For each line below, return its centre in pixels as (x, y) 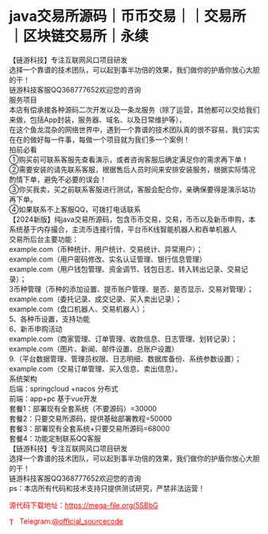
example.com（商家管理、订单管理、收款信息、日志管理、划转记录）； (123, 339)
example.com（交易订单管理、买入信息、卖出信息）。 (95, 368)
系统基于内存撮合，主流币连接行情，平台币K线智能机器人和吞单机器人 (123, 229)
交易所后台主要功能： (44, 239)
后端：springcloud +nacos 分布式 (64, 388)
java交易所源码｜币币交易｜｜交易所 (128, 16)
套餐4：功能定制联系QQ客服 (55, 438)
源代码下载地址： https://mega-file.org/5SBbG (84, 505)
